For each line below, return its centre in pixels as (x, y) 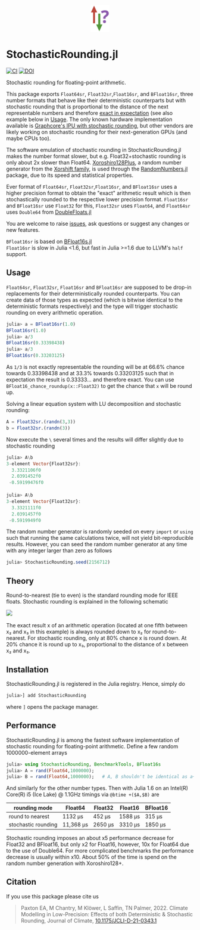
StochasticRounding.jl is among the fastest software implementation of (93, 740)
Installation (27, 669)
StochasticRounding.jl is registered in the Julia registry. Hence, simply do (96, 683)
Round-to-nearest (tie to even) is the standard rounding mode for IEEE (92, 595)
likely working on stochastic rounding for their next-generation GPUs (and (97, 132)
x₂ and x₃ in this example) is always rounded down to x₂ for (79, 632)
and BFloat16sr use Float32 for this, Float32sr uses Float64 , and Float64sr (98, 206)
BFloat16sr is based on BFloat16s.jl (49, 242)
